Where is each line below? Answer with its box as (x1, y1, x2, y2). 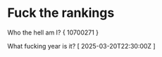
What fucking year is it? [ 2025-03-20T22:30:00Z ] (7, 42, 156, 50)
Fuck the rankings (7, 5, 115, 21)
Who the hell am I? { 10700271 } (7, 28, 99, 37)
